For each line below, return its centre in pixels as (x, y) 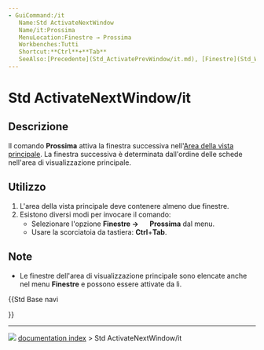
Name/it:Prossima (47, 30)
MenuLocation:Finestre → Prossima (75, 37)
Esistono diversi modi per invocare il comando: (95, 214)
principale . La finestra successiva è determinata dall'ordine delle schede (125, 154)
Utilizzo (27, 187)
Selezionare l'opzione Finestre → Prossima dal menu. (123, 224)
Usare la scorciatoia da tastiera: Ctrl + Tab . (99, 232)
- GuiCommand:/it (37, 15)
